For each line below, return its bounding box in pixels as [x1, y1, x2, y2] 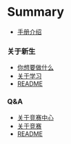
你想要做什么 [17, 63, 54, 72]
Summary [7, 4, 64, 20]
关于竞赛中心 [17, 113, 54, 121]
